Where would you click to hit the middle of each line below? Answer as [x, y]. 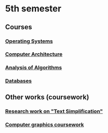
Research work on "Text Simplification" [54, 111]
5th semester [33, 9]
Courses [19, 27]
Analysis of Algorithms [34, 67]
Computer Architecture [34, 54]
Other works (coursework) [47, 97]
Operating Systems [29, 41]
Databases [18, 81]
